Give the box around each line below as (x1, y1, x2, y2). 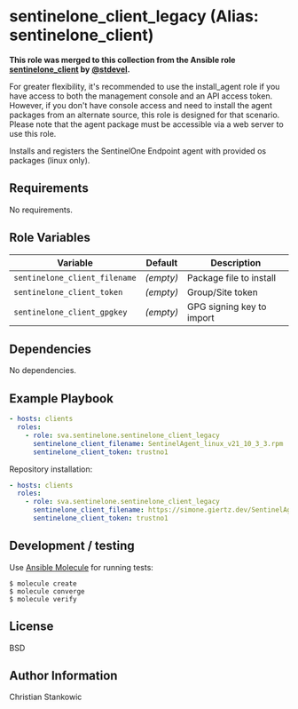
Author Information (9, 668, 118, 683)
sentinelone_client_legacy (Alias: (9, 6, 259, 27)
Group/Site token (187, 286, 259, 299)
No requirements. (9, 204, 74, 215)
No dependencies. (9, 365, 77, 376)
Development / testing (9, 538, 135, 554)
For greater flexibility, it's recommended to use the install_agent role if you (9, 81, 280, 92)
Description (210, 256, 262, 268)
